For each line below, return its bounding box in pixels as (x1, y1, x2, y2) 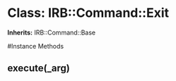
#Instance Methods (7, 42, 64, 50)
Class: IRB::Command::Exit (7, 5, 170, 21)
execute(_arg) (7, 62, 71, 75)
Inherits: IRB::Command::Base (7, 28, 96, 37)
